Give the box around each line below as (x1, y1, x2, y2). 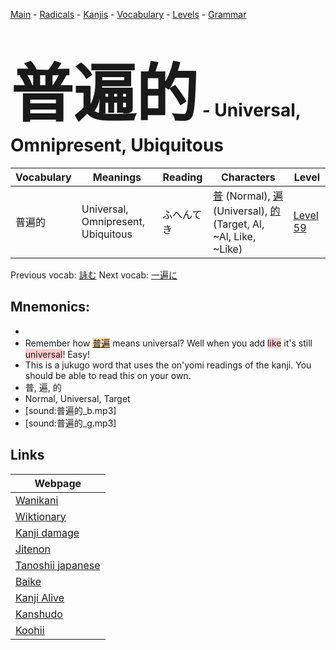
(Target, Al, (212, 217, 265, 231)
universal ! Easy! (24, 348, 90, 360)
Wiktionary (15, 509, 67, 523)
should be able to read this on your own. (24, 369, 192, 381)
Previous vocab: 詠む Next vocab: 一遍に (10, 269, 178, 281)
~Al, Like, (212, 229, 257, 243)
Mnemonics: (10, 299, 91, 316)
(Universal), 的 (212, 204, 281, 218)
